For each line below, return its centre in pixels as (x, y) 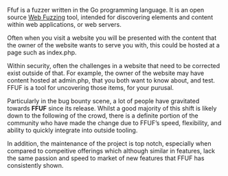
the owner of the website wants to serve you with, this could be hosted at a (113, 45)
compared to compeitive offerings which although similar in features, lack (111, 151)
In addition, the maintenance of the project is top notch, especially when (109, 143)
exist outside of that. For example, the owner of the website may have (106, 73)
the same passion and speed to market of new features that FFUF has (106, 158)
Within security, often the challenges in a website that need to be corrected (114, 66)
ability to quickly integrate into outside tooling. (72, 130)
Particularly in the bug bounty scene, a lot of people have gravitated (103, 101)
